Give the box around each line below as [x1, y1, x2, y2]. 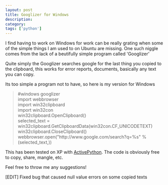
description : [5, 17, 33, 22]
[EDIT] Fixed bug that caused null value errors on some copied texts [5, 174, 148, 180]
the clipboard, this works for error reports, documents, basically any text [5, 66, 156, 72]
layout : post [5, 7, 33, 13]
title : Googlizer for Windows [5, 12, 69, 17]
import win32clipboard [17, 102, 65, 108]
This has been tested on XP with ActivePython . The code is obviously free [5, 149, 160, 155]
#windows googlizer [17, 91, 60, 97]
